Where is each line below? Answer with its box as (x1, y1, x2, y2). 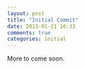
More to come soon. (7, 54, 65, 63)
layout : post (7, 10, 45, 17)
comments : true (7, 29, 51, 36)
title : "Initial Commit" (7, 16, 79, 23)
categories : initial (7, 36, 67, 43)
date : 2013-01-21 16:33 (7, 23, 76, 30)
